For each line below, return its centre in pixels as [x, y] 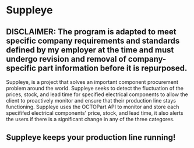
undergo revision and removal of [66, 59]
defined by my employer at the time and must [90, 50]
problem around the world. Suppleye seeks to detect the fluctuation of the [95, 88]
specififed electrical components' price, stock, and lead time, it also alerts [95, 113]
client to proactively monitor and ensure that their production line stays [91, 101]
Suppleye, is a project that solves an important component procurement [92, 82]
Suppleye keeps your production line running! [91, 138]
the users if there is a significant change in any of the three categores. [90, 119]
